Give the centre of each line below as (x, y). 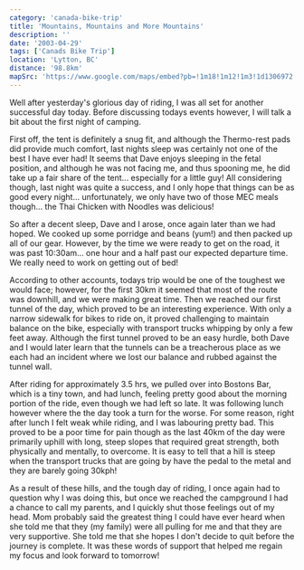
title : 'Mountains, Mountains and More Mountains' (107, 26)
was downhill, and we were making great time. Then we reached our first (145, 299)
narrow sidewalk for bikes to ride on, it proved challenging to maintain (139, 318)
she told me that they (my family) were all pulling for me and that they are (146, 527)
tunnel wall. (31, 366)
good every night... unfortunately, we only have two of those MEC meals (144, 196)
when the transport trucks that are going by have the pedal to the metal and (150, 461)
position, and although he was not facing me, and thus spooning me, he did (150, 167)
